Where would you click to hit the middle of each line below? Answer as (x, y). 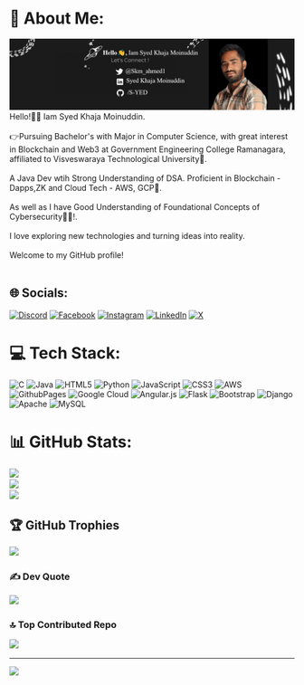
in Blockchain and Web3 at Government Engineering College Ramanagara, (148, 149)
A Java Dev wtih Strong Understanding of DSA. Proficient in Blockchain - (145, 178)
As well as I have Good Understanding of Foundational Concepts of (135, 206)
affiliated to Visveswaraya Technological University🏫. (108, 158)
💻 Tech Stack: (65, 353)
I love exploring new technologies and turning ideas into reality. (128, 235)
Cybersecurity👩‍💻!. (43, 216)
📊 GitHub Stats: (71, 442)
